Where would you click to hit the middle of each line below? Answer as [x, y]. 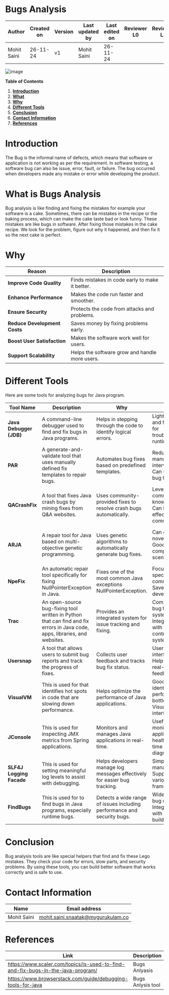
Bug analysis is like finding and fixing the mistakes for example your [75, 208]
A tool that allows [62, 648]
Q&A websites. [59, 514]
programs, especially [67, 810]
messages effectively [121, 773]
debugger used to [63, 425]
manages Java [113, 734]
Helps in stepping [117, 419]
